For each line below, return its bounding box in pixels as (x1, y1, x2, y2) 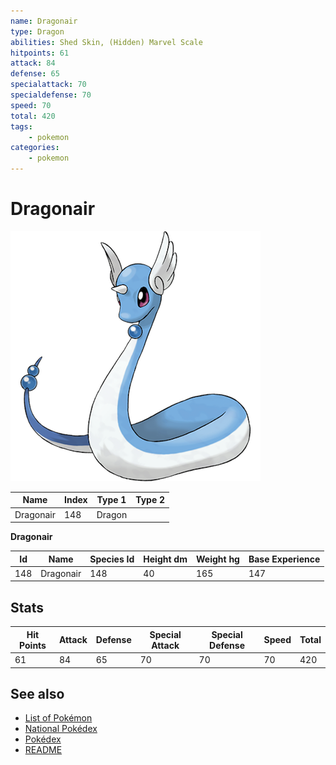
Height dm (143, 553, 188, 565)
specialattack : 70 (10, 80, 87, 90)
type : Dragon (10, 26, 65, 37)
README (24, 744, 63, 756)
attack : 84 (10, 58, 56, 69)
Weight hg (195, 553, 240, 565)
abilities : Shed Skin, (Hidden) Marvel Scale (10, 37, 203, 47)
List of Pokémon (24, 712, 93, 724)
